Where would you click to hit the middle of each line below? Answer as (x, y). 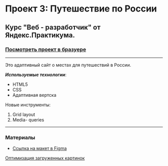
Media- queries (28, 120)
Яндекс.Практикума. (40, 35)
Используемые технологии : (36, 74)
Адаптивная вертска (34, 95)
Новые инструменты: (28, 105)
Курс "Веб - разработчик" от (53, 27)
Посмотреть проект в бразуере (46, 49)
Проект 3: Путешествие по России (81, 9)
